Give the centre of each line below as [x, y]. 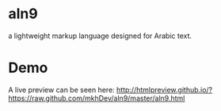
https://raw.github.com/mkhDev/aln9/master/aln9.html [97, 98]
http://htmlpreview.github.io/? [164, 90]
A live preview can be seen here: [61, 90]
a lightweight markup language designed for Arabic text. [100, 36]
